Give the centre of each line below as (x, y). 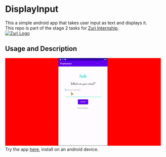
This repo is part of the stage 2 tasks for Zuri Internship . (62, 28)
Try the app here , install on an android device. (52, 149)
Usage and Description (41, 49)
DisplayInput (32, 9)
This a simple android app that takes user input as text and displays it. (76, 23)
